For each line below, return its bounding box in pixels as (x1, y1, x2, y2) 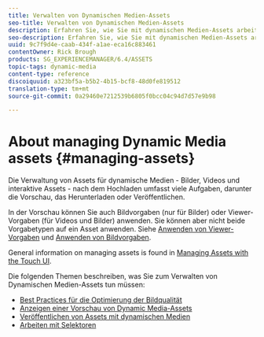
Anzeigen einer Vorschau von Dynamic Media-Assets (19, 304, 192, 313)
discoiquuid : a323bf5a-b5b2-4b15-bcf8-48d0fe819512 (8, 77, 181, 85)
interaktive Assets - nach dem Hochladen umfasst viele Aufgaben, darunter (8, 184, 252, 194)
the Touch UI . (8, 257, 53, 266)
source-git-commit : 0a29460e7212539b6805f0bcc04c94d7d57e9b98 (8, 92, 216, 100)
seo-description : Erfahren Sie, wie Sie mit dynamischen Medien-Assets (8, 33, 247, 42)
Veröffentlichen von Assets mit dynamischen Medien (19, 312, 191, 321)
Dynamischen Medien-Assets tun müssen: (8, 280, 145, 290)
